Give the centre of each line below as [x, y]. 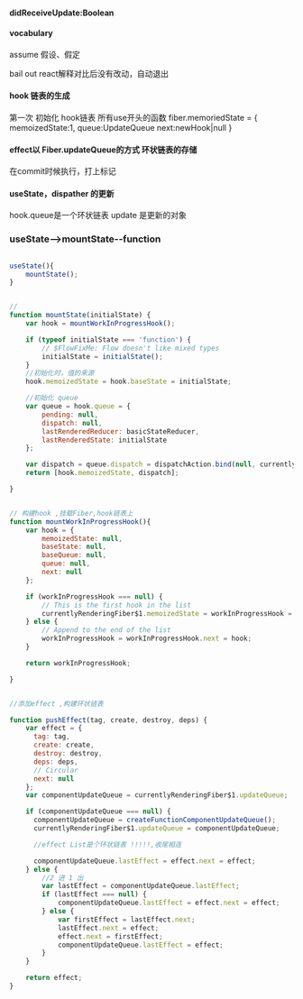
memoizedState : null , [83, 538]
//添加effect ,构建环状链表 [56, 703]
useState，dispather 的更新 [62, 193]
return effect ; [54, 978]
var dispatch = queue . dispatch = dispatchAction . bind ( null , [141, 464]
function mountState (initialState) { [80, 316]
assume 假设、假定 [45, 54]
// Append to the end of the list [106, 630]
